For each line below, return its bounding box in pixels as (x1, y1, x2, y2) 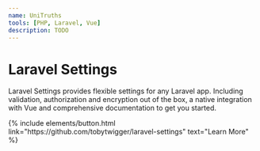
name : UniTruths (8, 11, 62, 20)
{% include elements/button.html (8, 119, 117, 128)
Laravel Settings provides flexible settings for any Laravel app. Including (8, 86, 243, 96)
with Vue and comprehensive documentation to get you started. (8, 104, 216, 113)
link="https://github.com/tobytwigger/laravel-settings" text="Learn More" (8, 127, 249, 137)
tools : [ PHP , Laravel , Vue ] (8, 19, 101, 27)
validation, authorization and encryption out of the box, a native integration (8, 95, 252, 104)
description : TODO (8, 26, 69, 34)
